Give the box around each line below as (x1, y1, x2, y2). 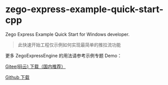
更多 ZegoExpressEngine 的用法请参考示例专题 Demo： (5, 52, 122, 59)
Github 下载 (5, 74, 30, 80)
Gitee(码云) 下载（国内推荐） (5, 63, 66, 69)
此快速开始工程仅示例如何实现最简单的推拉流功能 (17, 42, 121, 48)
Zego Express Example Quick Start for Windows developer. (5, 31, 130, 37)
